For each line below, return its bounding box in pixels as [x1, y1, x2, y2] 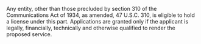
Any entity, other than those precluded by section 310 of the [6, 5, 157, 12]
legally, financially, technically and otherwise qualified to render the [6, 24, 175, 31]
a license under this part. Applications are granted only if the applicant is [6, 18, 189, 25]
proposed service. [6, 31, 52, 38]
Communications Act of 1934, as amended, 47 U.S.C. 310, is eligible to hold [6, 11, 195, 19]
